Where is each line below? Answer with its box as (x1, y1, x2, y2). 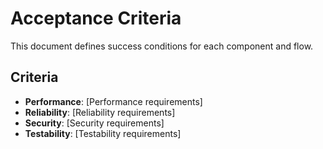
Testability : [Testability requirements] (24, 127, 182, 139)
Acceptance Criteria (10, 7, 182, 30)
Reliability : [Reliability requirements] (24, 106, 176, 118)
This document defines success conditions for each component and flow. (10, 40, 314, 52)
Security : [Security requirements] (24, 117, 165, 129)
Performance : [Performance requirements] (24, 95, 203, 107)
